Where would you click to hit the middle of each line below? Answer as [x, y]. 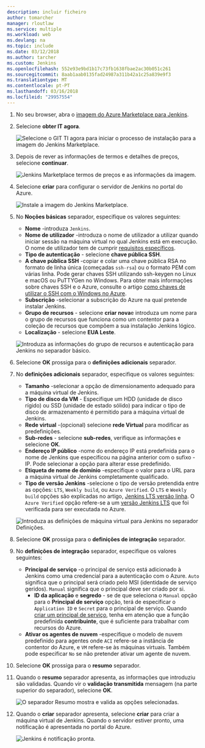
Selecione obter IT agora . [48, 126]
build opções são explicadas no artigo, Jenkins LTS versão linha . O [110, 496]
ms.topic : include [30, 46]
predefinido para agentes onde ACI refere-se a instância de [99, 641]
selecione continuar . [42, 163]
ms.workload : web [29, 35]
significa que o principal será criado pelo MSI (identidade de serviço [111, 582]
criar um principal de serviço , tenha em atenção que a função [112, 614]
